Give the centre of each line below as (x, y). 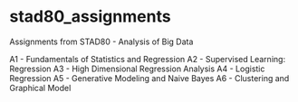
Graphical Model (40, 88)
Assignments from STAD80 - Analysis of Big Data (101, 42)
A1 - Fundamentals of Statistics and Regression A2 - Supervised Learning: (148, 59)
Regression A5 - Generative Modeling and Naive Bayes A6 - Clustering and (149, 78)
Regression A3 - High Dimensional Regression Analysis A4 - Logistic (137, 69)
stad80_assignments (90, 17)
